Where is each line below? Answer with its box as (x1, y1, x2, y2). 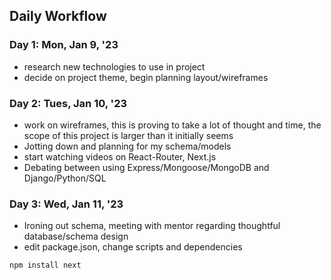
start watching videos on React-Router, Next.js (23, 150, 217, 163)
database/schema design (23, 230, 129, 243)
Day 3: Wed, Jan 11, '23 (9, 197, 124, 211)
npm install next (9, 260, 82, 271)
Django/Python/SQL (23, 172, 107, 184)
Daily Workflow (9, 8, 107, 25)
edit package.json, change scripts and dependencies (23, 241, 243, 253)
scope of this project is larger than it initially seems (23, 129, 234, 141)
